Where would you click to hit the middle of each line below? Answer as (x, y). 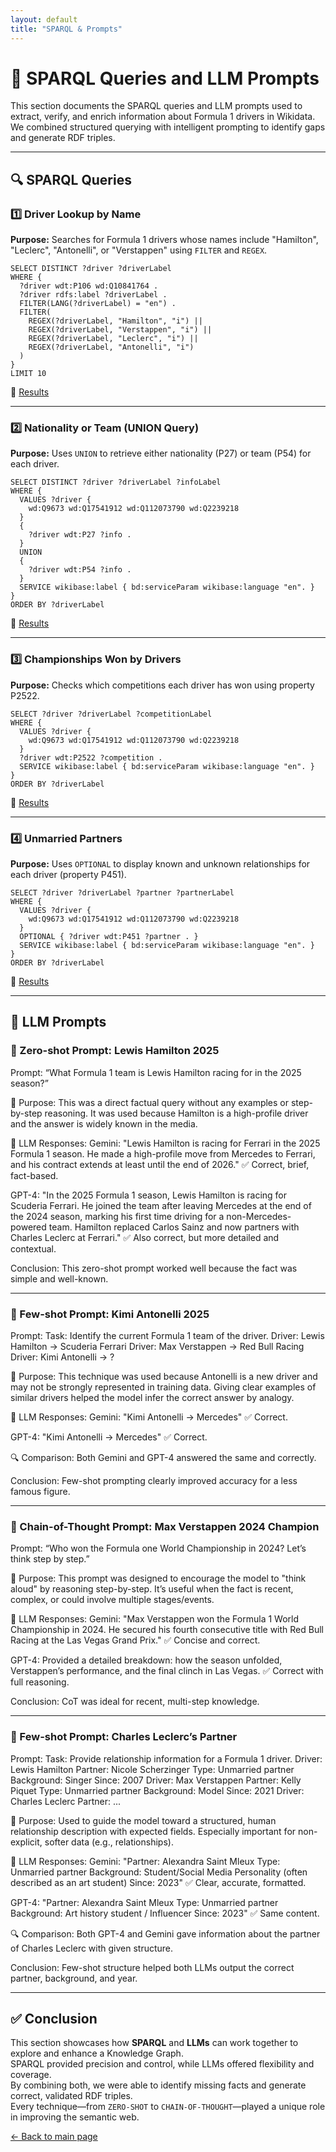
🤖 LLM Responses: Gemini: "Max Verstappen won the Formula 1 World (155, 1619)
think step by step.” (50, 1559)
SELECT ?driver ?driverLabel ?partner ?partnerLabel (122, 893)
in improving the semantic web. (75, 2117)
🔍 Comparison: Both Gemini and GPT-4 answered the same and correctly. (163, 1457)
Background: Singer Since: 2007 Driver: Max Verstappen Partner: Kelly (156, 1780)
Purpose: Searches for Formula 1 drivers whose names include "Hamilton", (164, 240)
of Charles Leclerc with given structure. (92, 1948)
